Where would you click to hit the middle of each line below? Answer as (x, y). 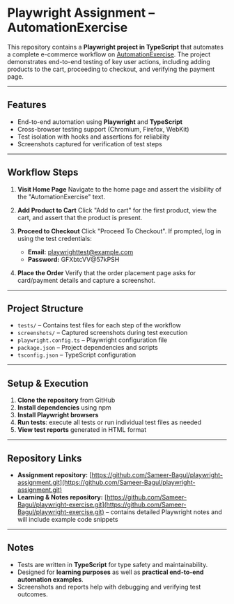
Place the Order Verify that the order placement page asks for (107, 272)
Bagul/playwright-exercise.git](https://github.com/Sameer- (102, 504)
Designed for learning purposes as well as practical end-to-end (110, 572)
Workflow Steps (43, 172)
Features (27, 105)
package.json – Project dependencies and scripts (87, 348)
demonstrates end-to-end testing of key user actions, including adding (109, 61)
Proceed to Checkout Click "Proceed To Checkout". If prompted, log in (119, 231)
